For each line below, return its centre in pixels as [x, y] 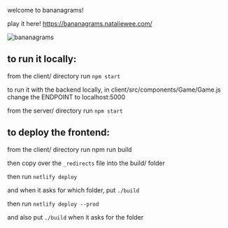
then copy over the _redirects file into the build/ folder [86, 163]
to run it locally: [42, 59]
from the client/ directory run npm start [64, 76]
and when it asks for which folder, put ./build [73, 190]
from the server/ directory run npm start [65, 111]
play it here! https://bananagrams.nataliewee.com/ [80, 23]
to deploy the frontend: [59, 133]
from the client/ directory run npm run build [70, 149]
